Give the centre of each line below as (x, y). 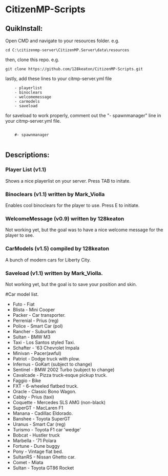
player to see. (20, 235)
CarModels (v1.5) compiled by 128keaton (57, 249)
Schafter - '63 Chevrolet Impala (46, 348)
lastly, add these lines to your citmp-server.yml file (59, 79)
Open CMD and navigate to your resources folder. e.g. (62, 41)
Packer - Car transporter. (39, 315)
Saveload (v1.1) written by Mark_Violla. (54, 273)
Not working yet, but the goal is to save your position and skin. (71, 284)
